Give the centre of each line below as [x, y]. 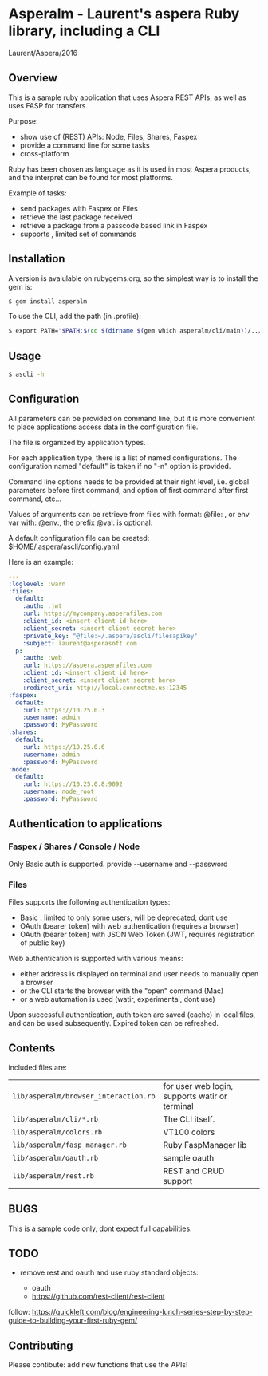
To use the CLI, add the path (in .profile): [75, 317]
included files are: [38, 1067]
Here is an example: [41, 562]
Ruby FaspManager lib [205, 1145]
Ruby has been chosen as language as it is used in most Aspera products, [130, 169]
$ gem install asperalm [48, 301]
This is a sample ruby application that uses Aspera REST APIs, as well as [127, 97]
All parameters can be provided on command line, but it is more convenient [132, 418]
